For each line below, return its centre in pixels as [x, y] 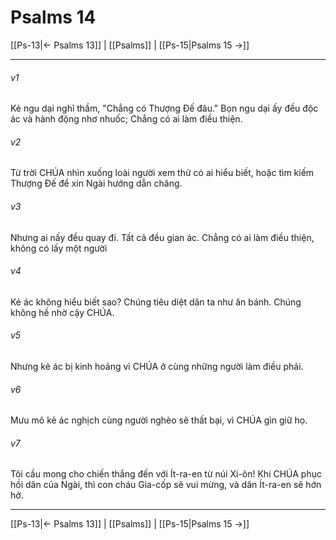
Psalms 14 [53, 17]
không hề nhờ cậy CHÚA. [62, 312]
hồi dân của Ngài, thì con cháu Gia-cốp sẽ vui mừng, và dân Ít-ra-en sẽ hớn [166, 485]
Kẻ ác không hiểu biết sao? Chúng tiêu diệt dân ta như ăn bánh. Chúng [156, 302]
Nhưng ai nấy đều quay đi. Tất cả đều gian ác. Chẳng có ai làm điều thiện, [162, 237]
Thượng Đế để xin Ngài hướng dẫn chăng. [96, 183]
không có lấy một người [59, 248]
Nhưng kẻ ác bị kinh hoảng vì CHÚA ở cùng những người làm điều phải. [157, 366]
